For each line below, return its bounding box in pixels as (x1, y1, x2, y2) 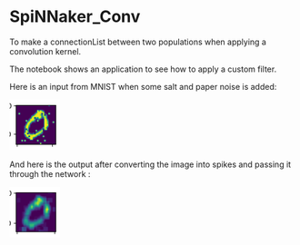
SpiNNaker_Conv (9, 6, 141, 27)
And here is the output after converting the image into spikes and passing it (9, 159, 292, 170)
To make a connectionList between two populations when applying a (9, 36, 266, 47)
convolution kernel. (9, 45, 82, 56)
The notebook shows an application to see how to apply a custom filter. (9, 64, 277, 74)
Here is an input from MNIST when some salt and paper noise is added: (9, 81, 277, 92)
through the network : (9, 168, 91, 179)
